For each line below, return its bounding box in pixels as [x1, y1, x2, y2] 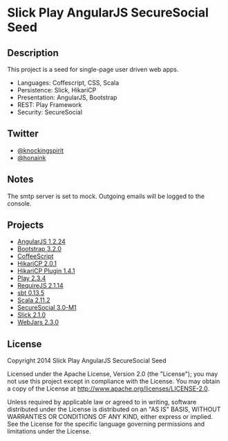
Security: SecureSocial [17, 108, 83, 116]
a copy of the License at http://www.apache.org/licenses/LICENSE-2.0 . [7, 384, 210, 393]
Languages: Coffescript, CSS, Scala [17, 79, 120, 87]
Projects [7, 219, 44, 231]
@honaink [17, 153, 46, 161]
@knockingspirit [17, 146, 64, 155]
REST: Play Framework [17, 101, 82, 108]
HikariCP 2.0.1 [17, 259, 57, 268]
